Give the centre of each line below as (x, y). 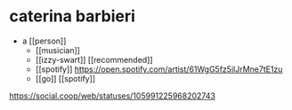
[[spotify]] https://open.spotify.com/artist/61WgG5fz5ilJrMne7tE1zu (159, 69)
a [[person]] (44, 41)
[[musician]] (57, 50)
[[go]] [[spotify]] (65, 78)
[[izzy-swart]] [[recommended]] (94, 59)
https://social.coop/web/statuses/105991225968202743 (113, 96)
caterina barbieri (73, 16)
